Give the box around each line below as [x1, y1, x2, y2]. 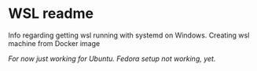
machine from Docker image [8, 38, 101, 48]
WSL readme [8, 5, 94, 23]
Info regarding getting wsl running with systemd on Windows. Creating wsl [8, 30, 250, 40]
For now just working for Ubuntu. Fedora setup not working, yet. [8, 54, 216, 63]
